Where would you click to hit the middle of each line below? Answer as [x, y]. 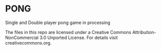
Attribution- [144, 32]
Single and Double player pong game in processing [58, 22]
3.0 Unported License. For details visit [79, 37]
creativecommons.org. [28, 42]
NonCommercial [22, 37]
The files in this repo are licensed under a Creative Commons [68, 32]
